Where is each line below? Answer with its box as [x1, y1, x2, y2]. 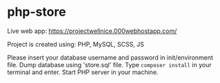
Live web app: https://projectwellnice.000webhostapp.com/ [7, 27, 177, 35]
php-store [7, 4, 67, 20]
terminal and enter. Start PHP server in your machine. [7, 68, 159, 76]
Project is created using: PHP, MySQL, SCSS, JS [7, 40, 145, 48]
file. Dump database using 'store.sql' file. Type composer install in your [7, 60, 212, 69]
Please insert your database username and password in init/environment [7, 53, 214, 62]
